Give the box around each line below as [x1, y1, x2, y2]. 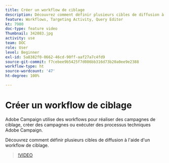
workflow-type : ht [5, 64, 44, 69]
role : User [5, 45, 28, 50]
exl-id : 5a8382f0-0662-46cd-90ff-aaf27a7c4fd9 [5, 54, 105, 60]
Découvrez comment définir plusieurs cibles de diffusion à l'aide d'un [5, 137, 150, 143]
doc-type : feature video [5, 26, 58, 31]
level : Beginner [5, 50, 39, 55]
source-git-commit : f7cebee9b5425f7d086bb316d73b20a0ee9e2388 [5, 59, 139, 64]
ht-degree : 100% [5, 73, 39, 78]
